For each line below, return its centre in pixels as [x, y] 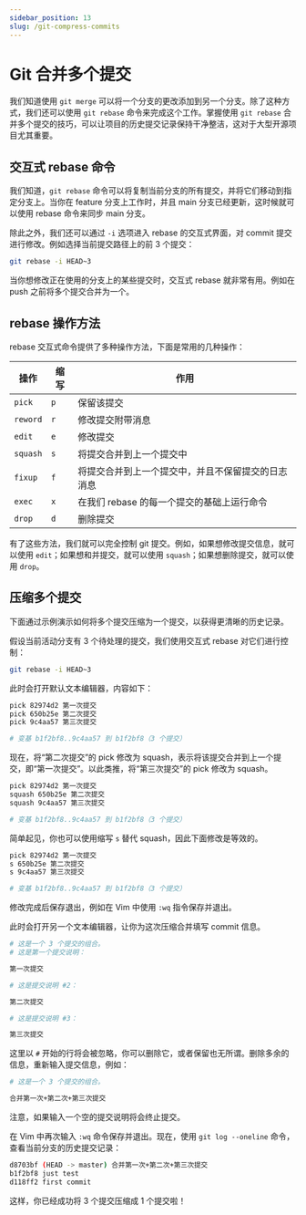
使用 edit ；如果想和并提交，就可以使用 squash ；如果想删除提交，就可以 [152, 555]
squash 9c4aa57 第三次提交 [57, 803]
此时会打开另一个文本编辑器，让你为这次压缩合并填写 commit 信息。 [138, 927]
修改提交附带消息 [115, 420]
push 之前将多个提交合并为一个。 [72, 292]
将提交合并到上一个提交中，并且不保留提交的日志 [183, 471]
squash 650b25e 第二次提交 [57, 794]
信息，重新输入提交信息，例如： [69, 1064]
